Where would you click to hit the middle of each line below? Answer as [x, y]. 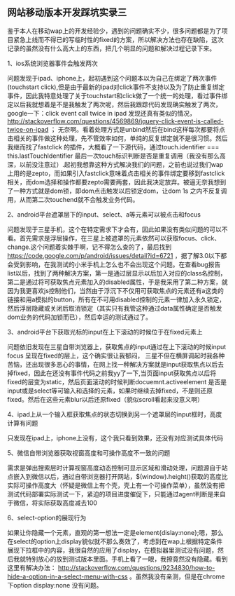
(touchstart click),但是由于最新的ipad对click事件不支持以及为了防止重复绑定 [116, 87]
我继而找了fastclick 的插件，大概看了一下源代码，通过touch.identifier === [113, 147]
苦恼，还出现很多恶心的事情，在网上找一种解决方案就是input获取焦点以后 [113, 364]
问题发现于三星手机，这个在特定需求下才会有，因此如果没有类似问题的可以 [114, 229]
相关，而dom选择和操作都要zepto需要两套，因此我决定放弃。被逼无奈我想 [114, 182]
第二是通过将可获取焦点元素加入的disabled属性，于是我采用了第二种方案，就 [117, 282]
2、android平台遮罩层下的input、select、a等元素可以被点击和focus [104, 214]
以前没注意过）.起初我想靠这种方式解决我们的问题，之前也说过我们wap [121, 164]
